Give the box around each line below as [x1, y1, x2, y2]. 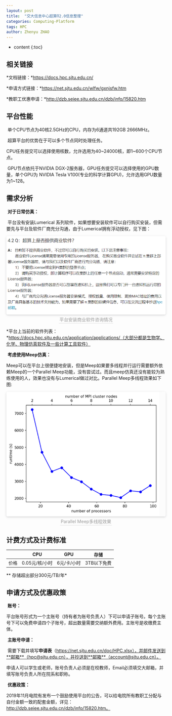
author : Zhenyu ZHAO [6, 29, 50, 35]
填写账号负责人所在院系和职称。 [6, 671, 73, 677]
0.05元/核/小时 [22, 560, 53, 566]
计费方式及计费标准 [6, 536, 66, 544]
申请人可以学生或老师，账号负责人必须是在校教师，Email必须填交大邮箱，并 [6, 665, 164, 671]
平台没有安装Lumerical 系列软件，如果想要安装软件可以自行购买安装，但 [7, 219, 158, 225]
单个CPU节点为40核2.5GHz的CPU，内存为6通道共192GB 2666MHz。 [7, 127, 152, 133]
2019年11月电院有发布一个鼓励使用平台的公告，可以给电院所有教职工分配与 [6, 693, 162, 699]
